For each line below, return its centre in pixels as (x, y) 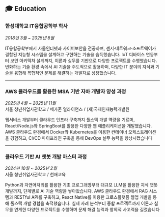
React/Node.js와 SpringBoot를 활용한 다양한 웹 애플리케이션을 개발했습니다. (79, 125)
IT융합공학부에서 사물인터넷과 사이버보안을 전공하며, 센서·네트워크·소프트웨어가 (81, 48)
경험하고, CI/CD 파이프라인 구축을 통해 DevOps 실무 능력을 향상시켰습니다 (81, 138)
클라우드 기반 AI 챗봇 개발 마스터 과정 (46, 156)
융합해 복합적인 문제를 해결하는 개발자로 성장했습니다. (65, 73)
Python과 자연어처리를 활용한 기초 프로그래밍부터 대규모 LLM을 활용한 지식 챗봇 (82, 185)
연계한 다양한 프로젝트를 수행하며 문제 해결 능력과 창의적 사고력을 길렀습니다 (87, 210)
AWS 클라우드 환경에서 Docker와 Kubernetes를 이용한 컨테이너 (66, 132)
